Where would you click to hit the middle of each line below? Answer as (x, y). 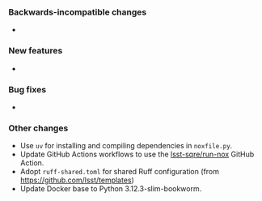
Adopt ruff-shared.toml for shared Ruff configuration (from (120, 172)
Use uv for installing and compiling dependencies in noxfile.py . (126, 146)
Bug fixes (27, 89)
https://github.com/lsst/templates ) (77, 180)
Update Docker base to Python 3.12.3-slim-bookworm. (111, 189)
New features (36, 51)
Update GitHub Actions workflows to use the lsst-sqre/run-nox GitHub (137, 154)
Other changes (38, 128)
